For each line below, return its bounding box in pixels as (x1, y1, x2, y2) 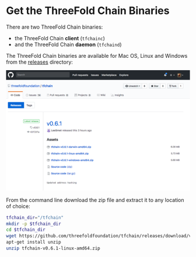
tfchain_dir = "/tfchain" (6, 214, 64, 220)
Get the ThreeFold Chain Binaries (6, 4, 170, 18)
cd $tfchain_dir (6, 227, 45, 233)
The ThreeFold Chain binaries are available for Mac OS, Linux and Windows (6, 52, 188, 59)
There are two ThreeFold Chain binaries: (6, 23, 103, 30)
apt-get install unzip (6, 239, 61, 245)
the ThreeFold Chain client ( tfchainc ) (14, 34, 105, 41)
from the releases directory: (6, 58, 73, 65)
